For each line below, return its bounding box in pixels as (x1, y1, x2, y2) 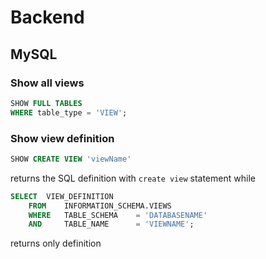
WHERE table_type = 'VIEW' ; (10, 107, 128, 118)
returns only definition (10, 237, 102, 250)
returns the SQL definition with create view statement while (10, 172, 256, 184)
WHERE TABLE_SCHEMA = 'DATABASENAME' (28, 210, 208, 220)
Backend (10, 6, 85, 29)
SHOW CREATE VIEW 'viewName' (10, 154, 132, 164)
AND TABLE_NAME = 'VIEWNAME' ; (28, 219, 195, 230)
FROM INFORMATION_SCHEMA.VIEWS (28, 201, 172, 211)
